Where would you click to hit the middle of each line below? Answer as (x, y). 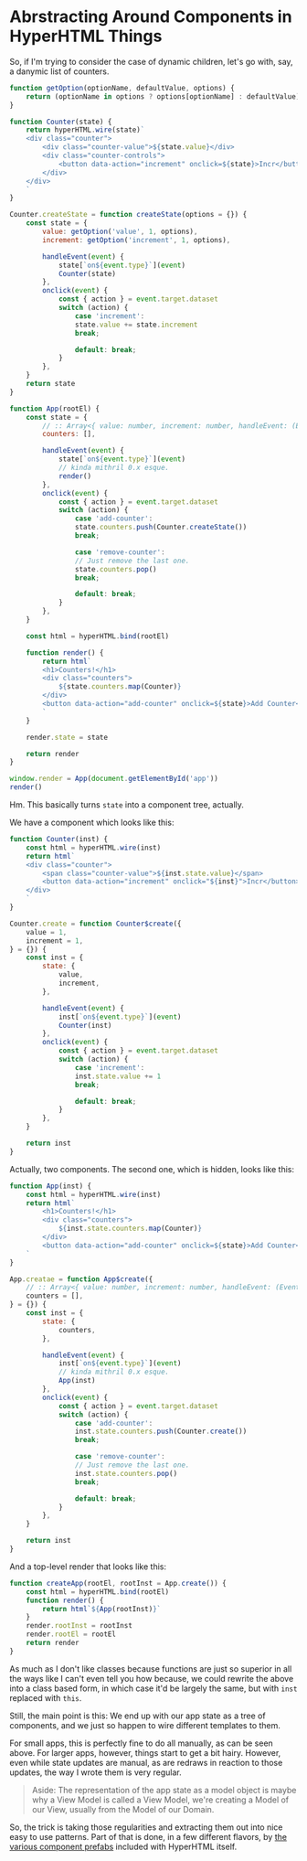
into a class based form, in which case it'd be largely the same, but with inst (153, 1688)
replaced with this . (46, 1697)
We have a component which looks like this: (92, 823)
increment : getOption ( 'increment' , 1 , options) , (137, 240)
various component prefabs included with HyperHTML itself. (123, 1846)
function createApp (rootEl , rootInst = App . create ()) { (118, 1583)
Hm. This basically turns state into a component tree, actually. (127, 805)
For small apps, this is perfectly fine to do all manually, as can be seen (142, 1743)
